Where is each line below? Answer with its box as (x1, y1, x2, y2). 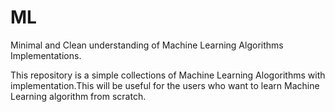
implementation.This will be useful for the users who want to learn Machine (10, 79, 320, 91)
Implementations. (10, 49, 82, 61)
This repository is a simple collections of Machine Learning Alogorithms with (10, 69, 326, 81)
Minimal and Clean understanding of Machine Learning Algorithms (10, 39, 284, 51)
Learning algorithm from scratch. (10, 90, 147, 102)
